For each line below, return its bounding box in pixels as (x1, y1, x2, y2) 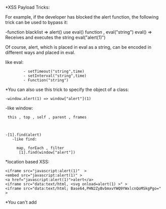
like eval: (5, 59, 24, 65)
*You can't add (5, 199, 37, 205)
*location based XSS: (5, 159, 49, 165)
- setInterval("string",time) (23, 73, 87, 78)
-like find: (12, 137, 37, 142)
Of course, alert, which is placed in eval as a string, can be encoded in (5, 44, 151, 50)
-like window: (5, 105, 34, 111)
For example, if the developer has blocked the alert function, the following (5, 14, 159, 20)
